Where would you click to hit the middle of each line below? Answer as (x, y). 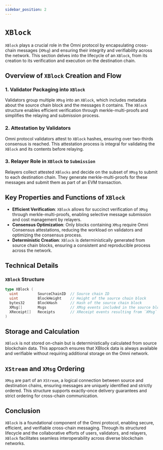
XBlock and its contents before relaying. (44, 149)
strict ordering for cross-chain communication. (52, 396)
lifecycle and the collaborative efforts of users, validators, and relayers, (76, 433)
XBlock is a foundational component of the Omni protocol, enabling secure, (80, 422)
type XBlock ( (19, 289)
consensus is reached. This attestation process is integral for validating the (80, 144)
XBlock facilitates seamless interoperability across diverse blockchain (74, 438)
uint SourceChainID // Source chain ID (59, 294)
